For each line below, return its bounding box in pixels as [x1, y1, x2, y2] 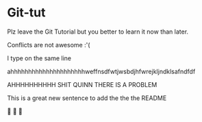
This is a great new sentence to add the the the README [7, 94, 167, 102]
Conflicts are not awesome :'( [7, 40, 90, 49]
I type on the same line [7, 53, 72, 62]
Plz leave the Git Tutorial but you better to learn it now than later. [7, 27, 189, 36]
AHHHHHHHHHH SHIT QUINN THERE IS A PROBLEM [7, 80, 157, 88]
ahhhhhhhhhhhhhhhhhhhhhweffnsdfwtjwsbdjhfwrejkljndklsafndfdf [7, 67, 196, 75]
